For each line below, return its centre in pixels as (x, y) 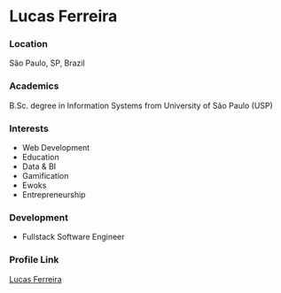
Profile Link (34, 260)
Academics (34, 86)
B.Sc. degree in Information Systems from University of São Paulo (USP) (141, 105)
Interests (29, 128)
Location (29, 44)
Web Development (56, 148)
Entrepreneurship (54, 195)
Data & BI (39, 166)
